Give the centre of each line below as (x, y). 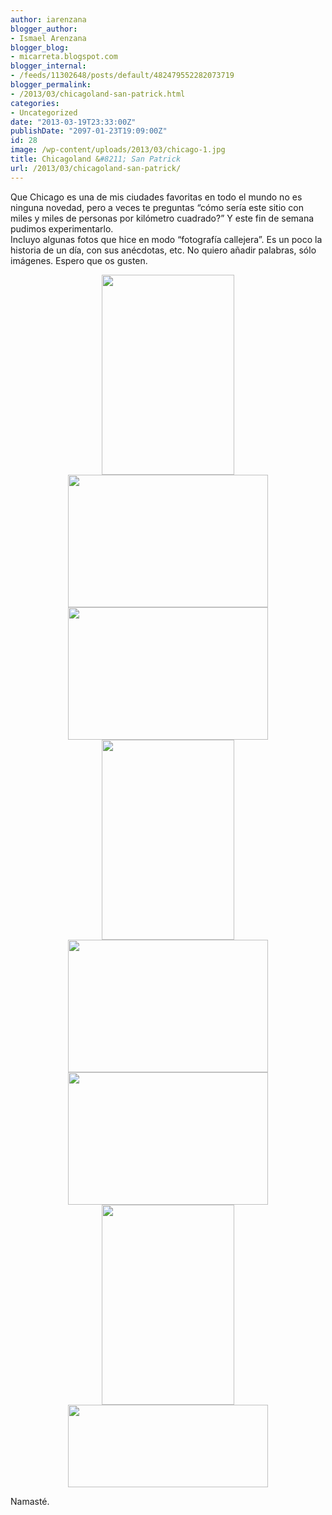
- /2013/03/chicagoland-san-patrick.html (98, 94)
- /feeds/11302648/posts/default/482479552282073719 (122, 76)
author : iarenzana (48, 19)
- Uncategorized (44, 112)
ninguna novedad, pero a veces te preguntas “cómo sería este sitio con (157, 207)
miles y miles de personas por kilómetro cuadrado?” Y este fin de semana (162, 218)
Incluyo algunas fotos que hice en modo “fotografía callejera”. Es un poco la (166, 239)
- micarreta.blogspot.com (64, 57)
